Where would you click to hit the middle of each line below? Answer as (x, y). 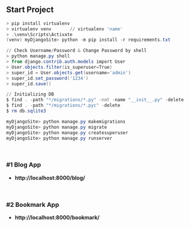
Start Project (30, 10)
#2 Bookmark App (33, 204)
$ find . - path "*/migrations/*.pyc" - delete (63, 105)
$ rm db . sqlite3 (26, 111)
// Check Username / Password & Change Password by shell (76, 51)
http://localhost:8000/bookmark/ (57, 218)
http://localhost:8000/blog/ (50, 178)
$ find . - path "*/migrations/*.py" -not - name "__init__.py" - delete (95, 100)
